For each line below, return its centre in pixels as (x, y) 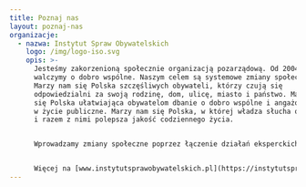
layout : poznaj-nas (46, 26)
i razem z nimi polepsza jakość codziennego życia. (133, 119)
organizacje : (34, 35)
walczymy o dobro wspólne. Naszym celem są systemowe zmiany (152, 78)
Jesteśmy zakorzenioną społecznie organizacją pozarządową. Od (156, 69)
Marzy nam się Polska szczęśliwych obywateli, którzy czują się (158, 86)
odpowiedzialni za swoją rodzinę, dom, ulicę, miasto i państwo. (160, 94)
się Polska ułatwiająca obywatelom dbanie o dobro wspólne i (152, 103)
